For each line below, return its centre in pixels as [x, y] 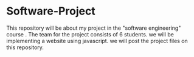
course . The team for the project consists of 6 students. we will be [90, 34]
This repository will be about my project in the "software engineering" [94, 28]
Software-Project [51, 11]
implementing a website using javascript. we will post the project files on [97, 41]
